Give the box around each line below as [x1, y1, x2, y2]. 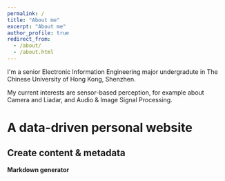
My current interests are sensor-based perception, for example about [7, 88, 205, 97]
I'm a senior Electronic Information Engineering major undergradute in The [7, 67, 219, 76]
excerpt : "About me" [7, 23, 67, 30]
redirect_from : [7, 36, 51, 43]
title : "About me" [7, 17, 60, 23]
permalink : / [7, 10, 45, 17]
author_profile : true [7, 29, 70, 37]
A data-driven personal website [7, 120, 193, 135]
